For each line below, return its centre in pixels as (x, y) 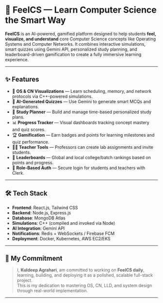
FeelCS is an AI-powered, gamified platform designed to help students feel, (81, 34)
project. (24, 280)
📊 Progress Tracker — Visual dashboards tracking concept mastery (81, 122)
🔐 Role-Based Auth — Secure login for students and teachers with (79, 168)
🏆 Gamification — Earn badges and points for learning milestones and (83, 135)
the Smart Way (36, 20)
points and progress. (33, 162)
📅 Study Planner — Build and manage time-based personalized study (82, 112)
